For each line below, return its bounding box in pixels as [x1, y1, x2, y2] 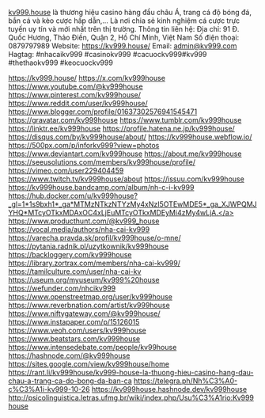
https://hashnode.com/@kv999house [8, 351, 131, 360]
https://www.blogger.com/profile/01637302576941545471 [8, 107, 198, 116]
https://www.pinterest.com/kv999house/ [8, 90, 141, 99]
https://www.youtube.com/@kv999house [8, 82, 144, 91]
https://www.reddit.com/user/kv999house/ [8, 99, 148, 108]
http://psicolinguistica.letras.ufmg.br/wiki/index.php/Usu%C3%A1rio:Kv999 [8, 393, 255, 402]
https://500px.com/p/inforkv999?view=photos [8, 141, 160, 150]
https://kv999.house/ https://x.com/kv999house [8, 74, 166, 82]
